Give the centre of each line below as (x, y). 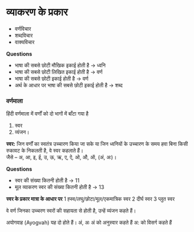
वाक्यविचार (25, 42)
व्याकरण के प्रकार (37, 12)
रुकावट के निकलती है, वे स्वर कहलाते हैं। (45, 151)
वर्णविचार (23, 28)
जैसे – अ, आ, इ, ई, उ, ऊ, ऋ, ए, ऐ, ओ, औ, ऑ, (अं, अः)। (62, 157)
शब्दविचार (24, 35)
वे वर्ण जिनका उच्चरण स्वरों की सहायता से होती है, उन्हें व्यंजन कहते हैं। (71, 211)
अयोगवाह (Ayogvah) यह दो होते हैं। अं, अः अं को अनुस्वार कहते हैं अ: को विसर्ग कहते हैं (89, 223)
